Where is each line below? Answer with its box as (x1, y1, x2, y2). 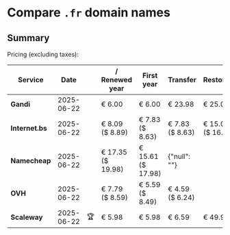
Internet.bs (10, 123, 48, 133)
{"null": (167, 152, 190, 161)
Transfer (167, 75, 197, 84)
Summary (7, 32, 50, 44)
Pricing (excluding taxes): (7, 50, 79, 58)
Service (18, 75, 44, 84)
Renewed (101, 75, 132, 84)
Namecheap (10, 156, 51, 165)
